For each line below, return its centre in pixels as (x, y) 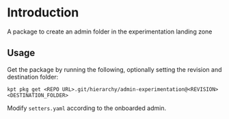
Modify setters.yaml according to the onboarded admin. (86, 108)
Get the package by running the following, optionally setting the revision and (114, 69)
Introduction (43, 13)
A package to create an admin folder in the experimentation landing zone (110, 31)
